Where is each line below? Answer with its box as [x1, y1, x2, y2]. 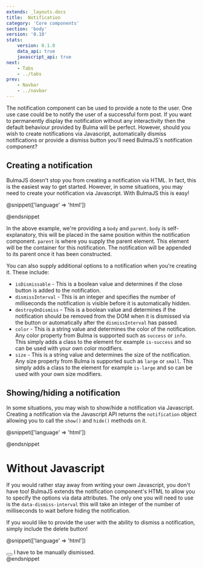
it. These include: [6, 268, 50, 276]
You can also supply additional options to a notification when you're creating [6, 262, 197, 269]
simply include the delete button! [6, 525, 88, 533]
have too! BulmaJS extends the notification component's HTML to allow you [6, 488, 195, 495]
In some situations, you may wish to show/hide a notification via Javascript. [6, 404, 195, 411]
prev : [6, 76, 20, 82]
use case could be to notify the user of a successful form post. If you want [6, 110, 192, 118]
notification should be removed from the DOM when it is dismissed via [14, 312, 190, 320]
